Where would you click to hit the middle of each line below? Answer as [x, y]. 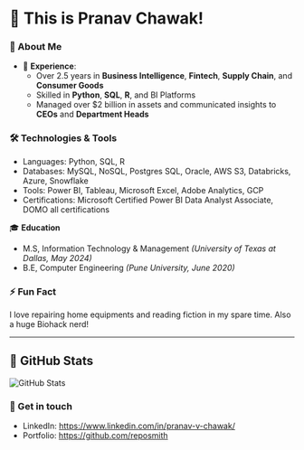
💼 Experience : [49, 66]
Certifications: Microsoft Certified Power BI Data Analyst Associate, [148, 200]
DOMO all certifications [66, 209]
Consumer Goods [70, 86]
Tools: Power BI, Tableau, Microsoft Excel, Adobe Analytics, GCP [143, 190]
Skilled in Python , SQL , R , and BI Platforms [116, 95]
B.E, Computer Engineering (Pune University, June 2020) [128, 267]
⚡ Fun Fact [33, 291]
